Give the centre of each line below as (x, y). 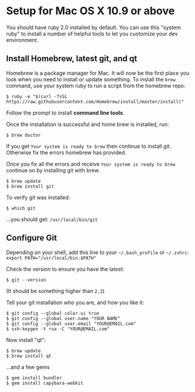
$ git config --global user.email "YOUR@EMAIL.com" (71, 324)
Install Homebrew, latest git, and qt (72, 59)
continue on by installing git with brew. (53, 170)
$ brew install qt (29, 356)
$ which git (21, 208)
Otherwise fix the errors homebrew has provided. (66, 152)
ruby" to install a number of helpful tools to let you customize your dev (92, 33)
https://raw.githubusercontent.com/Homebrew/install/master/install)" (95, 102)
